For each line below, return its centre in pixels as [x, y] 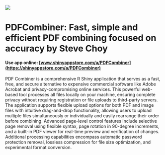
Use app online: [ [23, 63]
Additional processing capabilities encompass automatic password [74, 137]
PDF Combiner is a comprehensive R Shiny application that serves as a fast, [83, 79]
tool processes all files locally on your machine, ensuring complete [87, 95]
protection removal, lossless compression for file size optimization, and [78, 142]
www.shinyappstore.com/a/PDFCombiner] [86, 63]
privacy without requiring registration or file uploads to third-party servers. [82, 100]
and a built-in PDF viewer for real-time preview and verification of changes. [82, 132]
